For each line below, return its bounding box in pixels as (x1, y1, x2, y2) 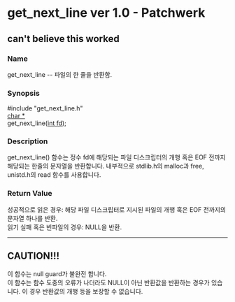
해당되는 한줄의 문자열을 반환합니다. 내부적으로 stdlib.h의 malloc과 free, (7, 162, 204, 171)
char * (7, 112, 26, 120)
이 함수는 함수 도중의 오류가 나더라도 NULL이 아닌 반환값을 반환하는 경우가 (7, 278, 210, 287)
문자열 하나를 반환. (7, 214, 58, 222)
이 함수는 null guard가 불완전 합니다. (7, 269, 107, 278)
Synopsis (7, 88, 40, 98)
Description (7, 136, 48, 146)
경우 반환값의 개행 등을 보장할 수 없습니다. (29, 287, 143, 295)
